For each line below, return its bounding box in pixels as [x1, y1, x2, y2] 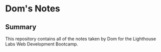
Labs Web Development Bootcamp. [5, 41, 79, 47]
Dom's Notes [5, 3, 60, 14]
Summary [5, 23, 37, 31]
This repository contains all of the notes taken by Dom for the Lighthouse [5, 36, 156, 42]
